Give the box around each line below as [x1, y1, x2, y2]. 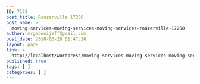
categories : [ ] [6, 69, 46, 75]
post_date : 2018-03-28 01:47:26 [6, 36, 86, 42]
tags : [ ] [6, 63, 31, 70]
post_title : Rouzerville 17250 [6, 14, 84, 20]
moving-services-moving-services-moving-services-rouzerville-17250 [11, 25, 185, 31]
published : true [6, 58, 46, 64]
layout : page [6, 42, 39, 48]
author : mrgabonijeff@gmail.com [6, 31, 86, 37]
